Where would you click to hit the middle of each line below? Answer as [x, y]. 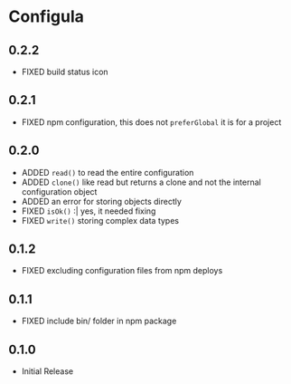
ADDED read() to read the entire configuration [108, 172]
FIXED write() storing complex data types [100, 220]
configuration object [59, 191]
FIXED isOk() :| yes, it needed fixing [89, 211]
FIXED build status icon [65, 72]
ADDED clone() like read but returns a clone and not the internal [141, 182]
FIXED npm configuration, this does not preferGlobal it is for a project [151, 122]
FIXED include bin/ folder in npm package [99, 321]
